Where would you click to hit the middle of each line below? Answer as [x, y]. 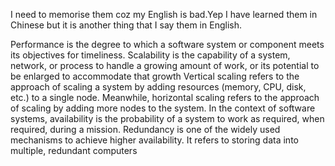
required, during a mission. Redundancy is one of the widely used [145, 129]
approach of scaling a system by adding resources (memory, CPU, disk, [158, 87]
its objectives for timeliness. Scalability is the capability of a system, [150, 55]
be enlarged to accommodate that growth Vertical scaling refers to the [155, 76]
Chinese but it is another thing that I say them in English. [126, 25]
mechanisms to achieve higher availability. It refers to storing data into [154, 140]
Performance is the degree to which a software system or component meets [167, 44]
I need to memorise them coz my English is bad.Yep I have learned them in [164, 14]
